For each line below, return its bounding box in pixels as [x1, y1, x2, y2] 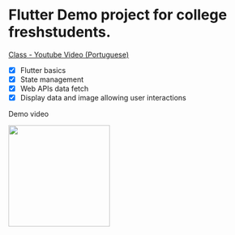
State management [19, 75, 84, 84]
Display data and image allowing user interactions [19, 93, 186, 103]
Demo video [8, 109, 49, 119]
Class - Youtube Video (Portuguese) [8, 49, 130, 59]
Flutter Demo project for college [8, 6, 228, 24]
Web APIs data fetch [19, 83, 89, 94]
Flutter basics [19, 65, 66, 75]
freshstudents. [8, 23, 111, 41]
